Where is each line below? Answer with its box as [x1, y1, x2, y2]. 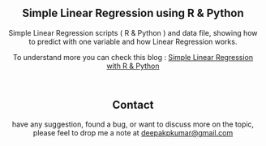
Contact [112, 97, 154, 112]
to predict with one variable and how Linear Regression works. [28, 36, 238, 46]
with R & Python [105, 61, 161, 71]
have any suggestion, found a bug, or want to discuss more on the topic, [11, 119, 255, 129]
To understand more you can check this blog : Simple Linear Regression [12, 52, 254, 62]
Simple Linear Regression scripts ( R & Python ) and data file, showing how [8, 28, 258, 37]
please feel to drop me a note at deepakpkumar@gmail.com [32, 128, 234, 138]
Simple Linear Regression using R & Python [22, 6, 244, 20]
